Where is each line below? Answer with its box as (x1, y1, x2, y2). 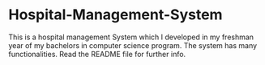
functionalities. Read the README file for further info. (8, 49, 186, 59)
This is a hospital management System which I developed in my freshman (8, 32, 254, 42)
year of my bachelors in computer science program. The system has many (8, 40, 258, 50)
